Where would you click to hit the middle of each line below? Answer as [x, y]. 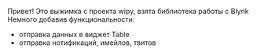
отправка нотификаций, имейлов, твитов [87, 43]
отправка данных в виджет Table [74, 34]
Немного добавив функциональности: [71, 19]
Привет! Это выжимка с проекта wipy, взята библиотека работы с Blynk [128, 11]
